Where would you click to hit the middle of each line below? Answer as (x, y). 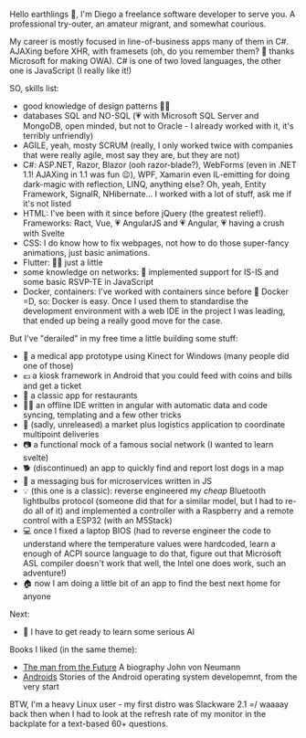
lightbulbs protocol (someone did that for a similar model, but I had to (153, 501)
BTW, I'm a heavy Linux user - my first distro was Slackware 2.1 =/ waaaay (149, 704)
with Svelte (44, 233)
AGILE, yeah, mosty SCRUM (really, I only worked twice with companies (158, 145)
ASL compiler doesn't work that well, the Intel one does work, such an (154, 563)
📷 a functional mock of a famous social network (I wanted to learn (148, 444)
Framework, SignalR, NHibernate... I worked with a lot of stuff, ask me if (157, 194)
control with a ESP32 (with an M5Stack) (97, 520)
